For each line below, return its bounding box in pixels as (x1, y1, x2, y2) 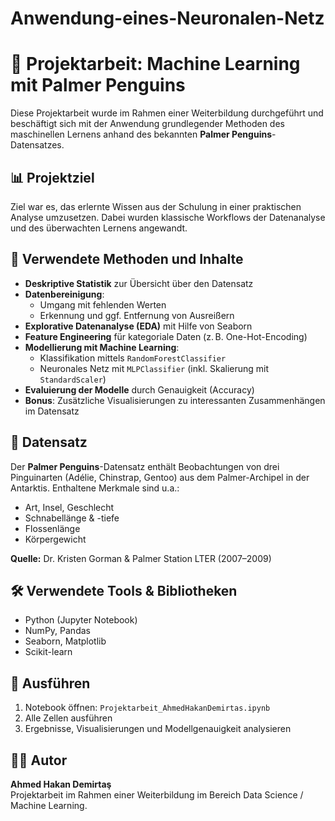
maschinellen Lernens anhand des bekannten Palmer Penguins (10, 128, 272, 141)
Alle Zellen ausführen (24, 712, 113, 724)
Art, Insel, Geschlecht (24, 501, 115, 513)
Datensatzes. (10, 139, 65, 151)
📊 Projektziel (10, 169, 95, 186)
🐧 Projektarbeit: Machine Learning (10, 53, 301, 76)
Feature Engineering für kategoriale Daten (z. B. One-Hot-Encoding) (24, 330, 308, 342)
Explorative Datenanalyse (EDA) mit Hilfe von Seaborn (24, 320, 253, 332)
